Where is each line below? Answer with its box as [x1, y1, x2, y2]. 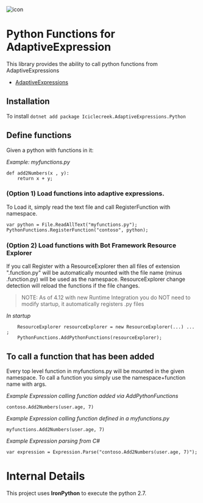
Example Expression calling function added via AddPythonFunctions [6, 392, 179, 399]
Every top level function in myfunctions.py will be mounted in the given [6, 367, 185, 375]
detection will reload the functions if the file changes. [6, 282, 140, 289]
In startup [6, 312, 31, 320]
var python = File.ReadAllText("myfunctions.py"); [6, 222, 138, 228]
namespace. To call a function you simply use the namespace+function [6, 374, 186, 381]
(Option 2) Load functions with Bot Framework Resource [6, 241, 177, 250]
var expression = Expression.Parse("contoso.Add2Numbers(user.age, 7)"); [6, 449, 198, 455]
